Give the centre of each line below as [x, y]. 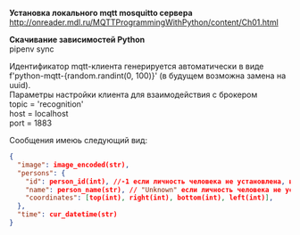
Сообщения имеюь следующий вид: [79, 140]
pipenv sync [32, 49]
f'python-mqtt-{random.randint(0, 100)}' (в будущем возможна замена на [148, 76]
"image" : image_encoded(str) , [73, 165]
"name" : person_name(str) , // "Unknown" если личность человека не [153, 190]
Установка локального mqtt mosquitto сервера [101, 13]
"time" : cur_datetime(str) [67, 215]
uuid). [20, 85]
